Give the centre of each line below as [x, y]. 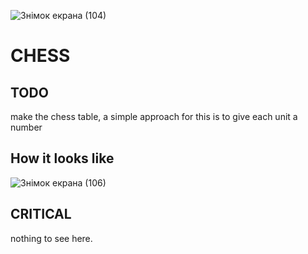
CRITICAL [41, 214]
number [26, 127]
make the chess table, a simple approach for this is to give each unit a [154, 116]
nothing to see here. [51, 238]
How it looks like [62, 158]
